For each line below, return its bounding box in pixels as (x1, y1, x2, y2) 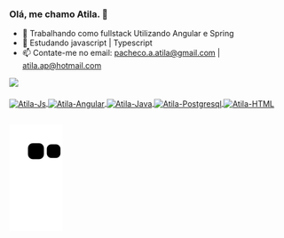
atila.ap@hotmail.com (21, 60, 102, 71)
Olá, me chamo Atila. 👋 (9, 8, 108, 20)
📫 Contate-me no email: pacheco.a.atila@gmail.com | (21, 48, 220, 59)
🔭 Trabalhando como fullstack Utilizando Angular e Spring (21, 28, 234, 39)
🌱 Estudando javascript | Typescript (21, 37, 153, 48)
